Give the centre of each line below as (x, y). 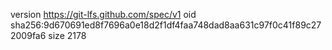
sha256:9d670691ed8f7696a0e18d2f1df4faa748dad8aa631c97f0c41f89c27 (166, 25)
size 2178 (67, 35)
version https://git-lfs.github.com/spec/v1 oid (103, 14)
